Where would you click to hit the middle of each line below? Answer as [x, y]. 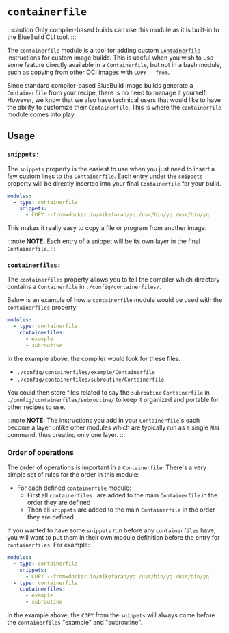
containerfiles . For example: [49, 545]
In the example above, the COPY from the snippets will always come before [111, 615]
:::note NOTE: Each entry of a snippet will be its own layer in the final [104, 241]
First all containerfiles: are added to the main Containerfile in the [122, 495]
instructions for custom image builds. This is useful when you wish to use [110, 58]
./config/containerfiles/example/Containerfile [86, 372]
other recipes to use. [36, 407]
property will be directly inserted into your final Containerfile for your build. [114, 183]
